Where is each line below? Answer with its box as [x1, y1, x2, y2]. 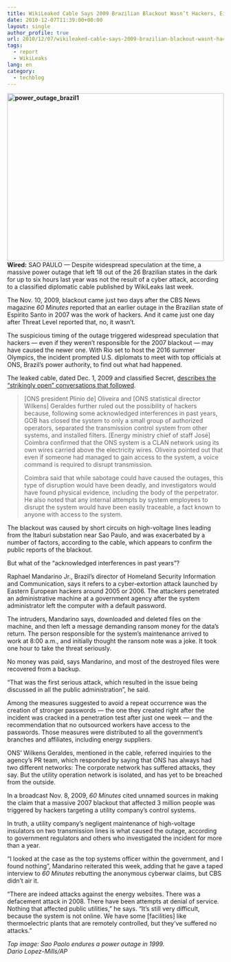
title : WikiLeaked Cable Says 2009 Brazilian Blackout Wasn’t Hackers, [7, 10, 217, 17]
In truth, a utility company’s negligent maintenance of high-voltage [7, 819, 196, 828]
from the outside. [7, 778, 56, 786]
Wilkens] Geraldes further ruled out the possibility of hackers [23, 402, 197, 410]
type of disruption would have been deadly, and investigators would [23, 481, 217, 490]
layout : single [7, 23, 51, 30]
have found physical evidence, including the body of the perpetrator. [23, 488, 219, 496]
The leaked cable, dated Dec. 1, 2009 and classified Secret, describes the [7, 374, 217, 382]
